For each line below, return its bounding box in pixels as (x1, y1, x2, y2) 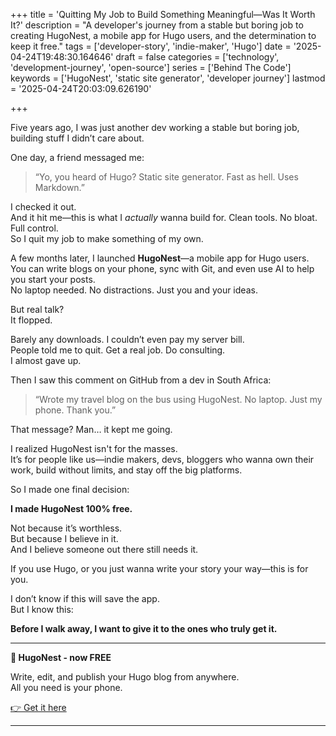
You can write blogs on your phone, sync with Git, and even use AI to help (10, 263, 315, 274)
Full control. (10, 222, 59, 234)
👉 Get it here (10, 702, 67, 713)
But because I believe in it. (10, 533, 119, 544)
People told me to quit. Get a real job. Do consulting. (10, 344, 226, 356)
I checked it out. (10, 201, 77, 213)
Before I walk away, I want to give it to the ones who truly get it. (10, 623, 278, 634)
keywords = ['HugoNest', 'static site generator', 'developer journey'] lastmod (10, 72, 326, 84)
